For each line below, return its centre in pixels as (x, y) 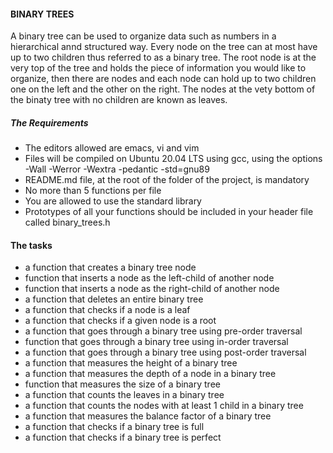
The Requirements (49, 122)
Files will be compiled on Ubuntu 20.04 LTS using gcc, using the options (173, 159)
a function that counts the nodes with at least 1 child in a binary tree (164, 406)
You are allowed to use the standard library (113, 201)
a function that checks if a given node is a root (120, 321)
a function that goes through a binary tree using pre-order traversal (163, 331)
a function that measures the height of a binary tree (131, 363)
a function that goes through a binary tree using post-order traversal (165, 352)
